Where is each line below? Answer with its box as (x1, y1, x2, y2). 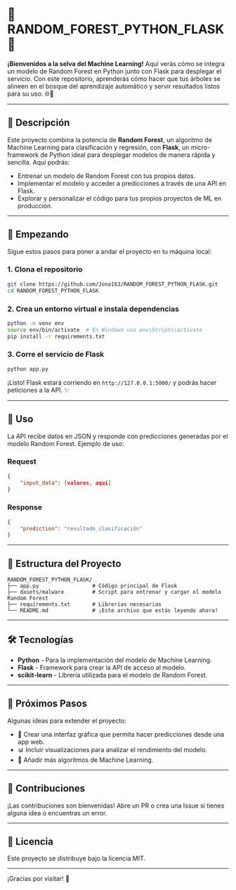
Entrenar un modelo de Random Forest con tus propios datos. (17, 172, 196, 180)
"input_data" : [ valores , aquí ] (20, 479, 112, 486)
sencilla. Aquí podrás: (7, 158, 70, 166)
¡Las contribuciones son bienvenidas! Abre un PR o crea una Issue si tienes (7, 801, 225, 810)
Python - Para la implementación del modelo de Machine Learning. (17, 656, 212, 664)
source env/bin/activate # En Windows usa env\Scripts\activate (7, 326, 202, 333)
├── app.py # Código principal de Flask (7, 583, 178, 590)
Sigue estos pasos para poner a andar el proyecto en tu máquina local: (7, 247, 212, 255)
